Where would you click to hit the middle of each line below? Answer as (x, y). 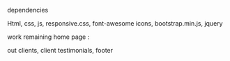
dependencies (28, 10)
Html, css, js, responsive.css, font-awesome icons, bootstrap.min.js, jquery (115, 23)
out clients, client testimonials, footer (60, 50)
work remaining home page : (48, 37)
